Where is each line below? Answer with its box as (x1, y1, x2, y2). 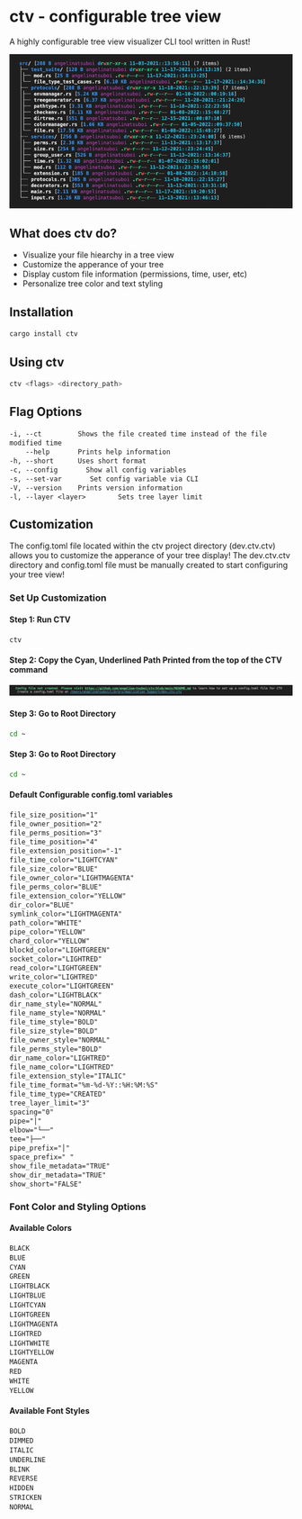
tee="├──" (9, 1135, 47, 1144)
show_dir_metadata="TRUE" (9, 1171, 106, 1180)
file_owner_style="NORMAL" (9, 1035, 111, 1044)
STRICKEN (9, 1493, 42, 1503)
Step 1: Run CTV (9, 614, 71, 625)
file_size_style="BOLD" (9, 1026, 99, 1035)
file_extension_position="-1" (9, 846, 123, 855)
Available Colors (9, 1223, 72, 1234)
